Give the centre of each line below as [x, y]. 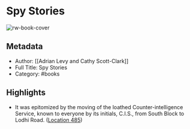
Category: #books [37, 74]
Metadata [25, 46]
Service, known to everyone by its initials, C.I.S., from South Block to [99, 113]
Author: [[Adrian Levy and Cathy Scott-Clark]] [72, 61]
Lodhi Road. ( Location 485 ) [49, 120]
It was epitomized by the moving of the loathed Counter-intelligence [99, 107]
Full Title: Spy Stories [41, 67]
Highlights [26, 93]
